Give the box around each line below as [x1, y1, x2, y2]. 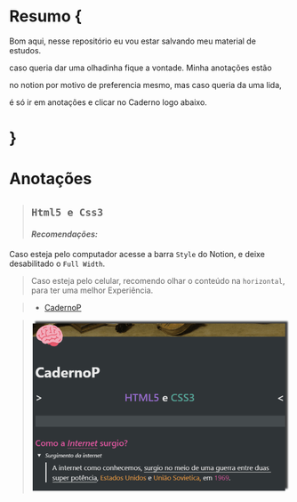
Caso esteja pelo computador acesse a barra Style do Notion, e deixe [9, 248, 265, 259]
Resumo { [9, 6, 83, 27]
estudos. [9, 45, 42, 55]
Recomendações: [30, 229, 98, 239]
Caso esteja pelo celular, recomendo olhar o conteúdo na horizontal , [30, 275, 285, 286]
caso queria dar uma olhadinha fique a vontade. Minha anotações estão [9, 62, 273, 73]
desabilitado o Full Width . [9, 258, 106, 269]
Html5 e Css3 [30, 206, 104, 219]
